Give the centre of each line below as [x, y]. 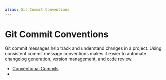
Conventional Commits [35, 68]
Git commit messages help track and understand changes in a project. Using [83, 48]
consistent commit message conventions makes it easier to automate [76, 53]
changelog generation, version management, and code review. [69, 59]
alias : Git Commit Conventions [37, 10]
